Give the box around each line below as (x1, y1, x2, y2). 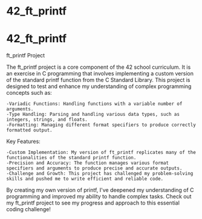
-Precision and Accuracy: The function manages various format (6, 160, 169, 167)
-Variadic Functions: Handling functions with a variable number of (6, 101, 183, 107)
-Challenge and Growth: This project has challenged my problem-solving (6, 171, 194, 177)
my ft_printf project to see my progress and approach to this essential (6, 199, 180, 206)
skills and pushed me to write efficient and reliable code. (6, 176, 164, 182)
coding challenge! (6, 206, 51, 213)
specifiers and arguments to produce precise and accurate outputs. (6, 165, 183, 171)
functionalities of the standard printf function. (6, 155, 137, 161)
